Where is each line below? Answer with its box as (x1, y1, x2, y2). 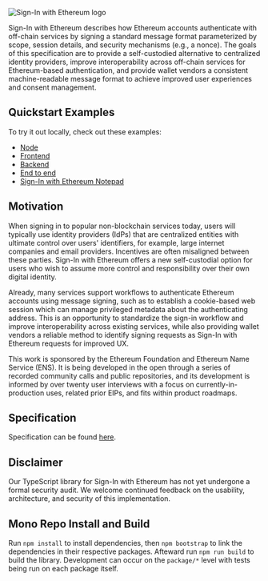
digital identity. (8, 272, 58, 282)
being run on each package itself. (8, 564, 118, 574)
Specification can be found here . (8, 432, 117, 442)
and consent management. (8, 82, 97, 92)
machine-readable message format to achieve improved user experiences (8, 74, 252, 83)
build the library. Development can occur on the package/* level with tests (8, 555, 250, 565)
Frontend (19, 150, 50, 160)
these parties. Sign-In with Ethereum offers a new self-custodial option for (8, 254, 254, 264)
